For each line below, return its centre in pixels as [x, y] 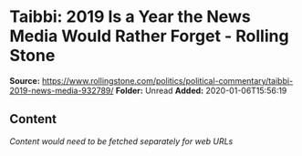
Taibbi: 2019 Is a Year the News [130, 17]
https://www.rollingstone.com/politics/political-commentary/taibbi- [168, 80]
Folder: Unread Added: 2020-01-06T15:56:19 [201, 90]
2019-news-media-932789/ [62, 90]
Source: [25, 80]
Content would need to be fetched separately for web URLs [121, 141]
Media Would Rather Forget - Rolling [149, 36]
